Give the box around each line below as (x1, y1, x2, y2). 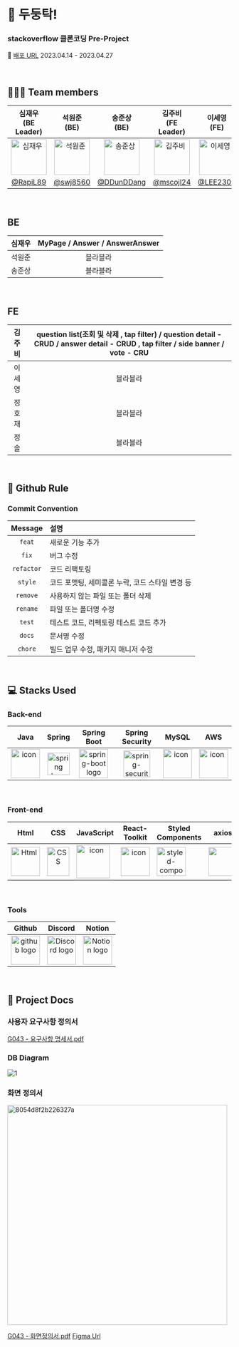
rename (16, 604, 38, 613)
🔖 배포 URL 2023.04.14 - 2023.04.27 (7, 51, 114, 60)
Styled (167, 823, 191, 833)
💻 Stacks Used (7, 685, 77, 696)
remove (16, 591, 38, 599)
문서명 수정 (49, 631, 85, 641)
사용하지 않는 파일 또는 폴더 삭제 (49, 591, 152, 601)
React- (122, 823, 148, 833)
